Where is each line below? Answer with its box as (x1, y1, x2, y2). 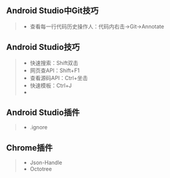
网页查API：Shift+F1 (29, 67, 80, 74)
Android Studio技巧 (6, 42, 80, 52)
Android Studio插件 (6, 108, 80, 118)
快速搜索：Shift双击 (29, 59, 79, 66)
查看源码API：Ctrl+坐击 (29, 74, 88, 81)
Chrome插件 (6, 143, 53, 153)
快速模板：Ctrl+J (29, 82, 72, 89)
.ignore (29, 124, 48, 131)
